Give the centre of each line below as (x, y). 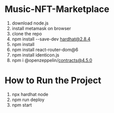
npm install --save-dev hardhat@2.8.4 (51, 39)
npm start (22, 105)
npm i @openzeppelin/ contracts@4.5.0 (52, 60)
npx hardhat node (30, 94)
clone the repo (27, 33)
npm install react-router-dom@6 (45, 49)
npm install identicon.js (35, 55)
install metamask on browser (41, 28)
